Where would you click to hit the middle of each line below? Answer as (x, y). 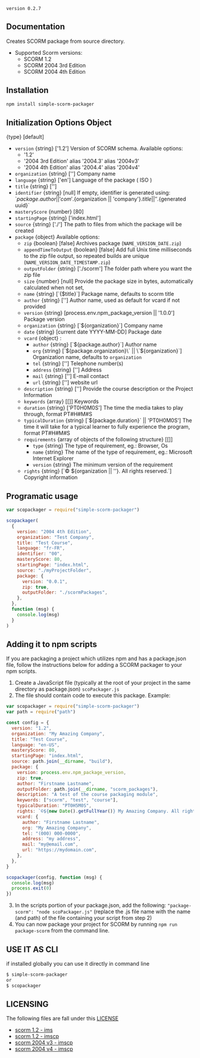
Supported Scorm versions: (49, 52)
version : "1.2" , (32, 728)
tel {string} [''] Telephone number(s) (78, 364)
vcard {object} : (43, 338)
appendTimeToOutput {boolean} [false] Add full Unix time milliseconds (108, 249)
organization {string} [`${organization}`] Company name (93, 326)
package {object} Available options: (57, 237)
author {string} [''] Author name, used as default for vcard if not (102, 300)
